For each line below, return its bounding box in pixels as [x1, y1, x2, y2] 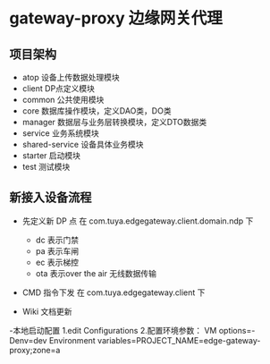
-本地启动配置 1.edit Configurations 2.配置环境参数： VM [9, 325, 217, 335]
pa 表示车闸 [35, 245, 80, 256]
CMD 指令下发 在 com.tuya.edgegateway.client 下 [21, 287, 206, 298]
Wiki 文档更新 [21, 306, 72, 317]
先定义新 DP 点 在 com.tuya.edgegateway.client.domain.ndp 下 [21, 216, 254, 226]
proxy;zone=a [9, 344, 61, 355]
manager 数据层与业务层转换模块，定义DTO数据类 [21, 117, 207, 127]
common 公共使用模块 [21, 95, 105, 105]
